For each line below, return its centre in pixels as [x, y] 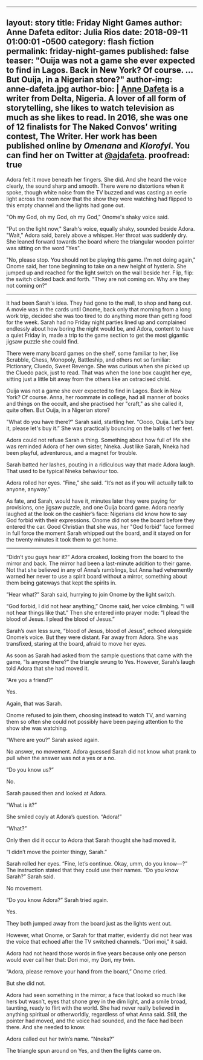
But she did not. [26, 983]
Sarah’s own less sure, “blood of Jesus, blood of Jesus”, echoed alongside [99, 631]
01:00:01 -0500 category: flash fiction [80, 42]
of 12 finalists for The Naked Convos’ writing [92, 127]
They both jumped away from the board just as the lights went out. [89, 923]
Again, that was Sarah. [34, 703]
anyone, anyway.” [28, 489]
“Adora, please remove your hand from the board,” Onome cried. [87, 971]
